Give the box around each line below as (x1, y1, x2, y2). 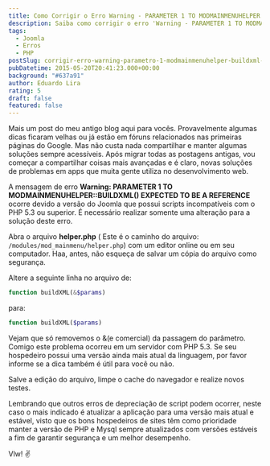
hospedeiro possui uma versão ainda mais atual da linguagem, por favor (8, 350, 247, 360)
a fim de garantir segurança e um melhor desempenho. (8, 432, 191, 443)
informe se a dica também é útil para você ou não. (8, 359, 175, 369)
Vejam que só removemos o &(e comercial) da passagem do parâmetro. (8, 333, 247, 343)
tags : (8, 27, 27, 35)
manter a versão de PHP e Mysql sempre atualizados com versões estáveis (8, 424, 258, 434)
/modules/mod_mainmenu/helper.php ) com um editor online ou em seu (8, 241, 235, 250)
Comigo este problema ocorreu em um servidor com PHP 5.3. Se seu (8, 341, 237, 351)
